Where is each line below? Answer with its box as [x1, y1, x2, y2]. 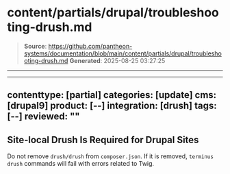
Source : [23, 42, 47, 50]
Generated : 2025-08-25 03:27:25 [69, 56, 166, 64]
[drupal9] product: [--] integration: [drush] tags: [7, 100, 217, 112]
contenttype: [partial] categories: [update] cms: [7, 89, 217, 101]
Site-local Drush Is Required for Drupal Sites [7, 134, 199, 145]
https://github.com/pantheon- [48, 42, 133, 50]
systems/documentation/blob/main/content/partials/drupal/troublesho [23, 49, 222, 58]
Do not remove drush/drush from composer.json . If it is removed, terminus [7, 152, 214, 160]
